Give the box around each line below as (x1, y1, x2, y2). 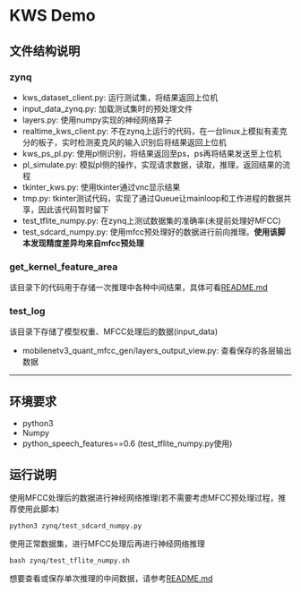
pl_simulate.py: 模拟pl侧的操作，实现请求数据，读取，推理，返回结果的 (21, 159, 283, 170)
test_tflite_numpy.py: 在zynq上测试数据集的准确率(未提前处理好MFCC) (21, 215, 281, 226)
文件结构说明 (9, 43, 81, 58)
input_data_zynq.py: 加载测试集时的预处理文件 (21, 103, 193, 114)
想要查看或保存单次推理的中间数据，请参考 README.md (9, 573, 213, 584)
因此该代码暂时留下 (38, 203, 109, 215)
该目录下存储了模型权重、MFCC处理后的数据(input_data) (9, 326, 218, 337)
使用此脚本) (16, 503, 60, 515)
